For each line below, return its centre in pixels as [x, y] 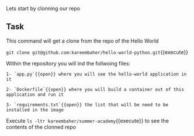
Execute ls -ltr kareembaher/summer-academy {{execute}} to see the [88, 121]
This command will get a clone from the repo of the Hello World [82, 41]
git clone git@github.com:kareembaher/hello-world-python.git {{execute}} [97, 52]
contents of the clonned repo [41, 127]
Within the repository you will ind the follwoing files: [68, 63]
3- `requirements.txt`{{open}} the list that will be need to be [87, 104]
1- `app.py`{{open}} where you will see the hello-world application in [96, 74]
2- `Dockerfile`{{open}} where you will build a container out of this [95, 89]
